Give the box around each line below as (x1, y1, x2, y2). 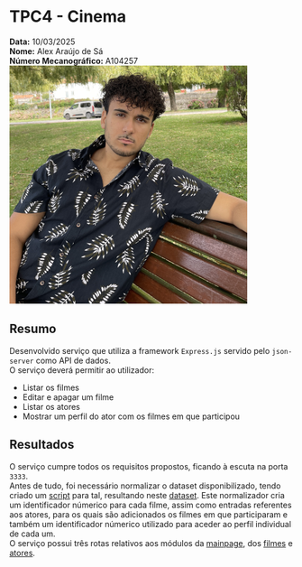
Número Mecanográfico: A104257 (9, 55, 138, 66)
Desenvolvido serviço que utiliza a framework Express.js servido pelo (9, 345, 270, 356)
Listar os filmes (22, 382, 79, 393)
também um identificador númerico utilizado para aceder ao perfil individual (9, 518, 291, 529)
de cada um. (9, 528, 56, 539)
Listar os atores (22, 401, 81, 412)
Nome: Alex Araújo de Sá (9, 45, 104, 56)
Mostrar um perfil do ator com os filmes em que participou (22, 411, 241, 422)
